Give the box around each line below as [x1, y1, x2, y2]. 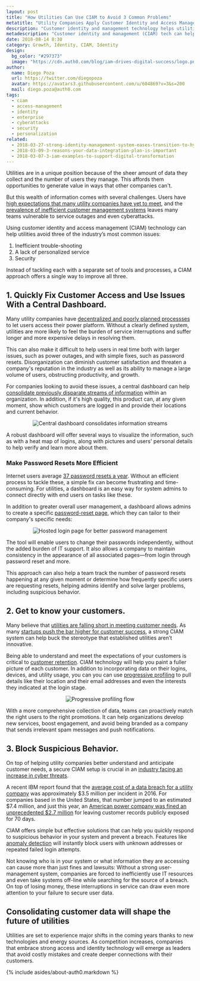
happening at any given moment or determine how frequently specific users [6, 576, 193, 583]
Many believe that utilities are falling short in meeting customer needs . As [6, 622, 186, 629]
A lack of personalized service [14, 248, 90, 256]
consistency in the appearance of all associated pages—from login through [6, 552, 190, 559]
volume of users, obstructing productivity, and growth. [6, 371, 140, 379]
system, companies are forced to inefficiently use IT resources [39, 870, 193, 878]
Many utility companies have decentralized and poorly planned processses [6, 315, 190, 322]
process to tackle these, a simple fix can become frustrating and [6, 479, 164, 486]
